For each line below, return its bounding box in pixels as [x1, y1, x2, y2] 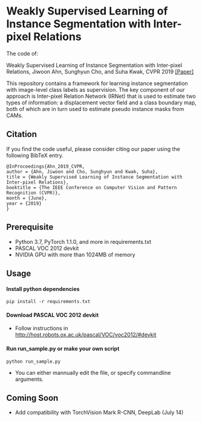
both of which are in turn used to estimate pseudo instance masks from [6, 105, 184, 112]
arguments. [15, 376, 44, 383]
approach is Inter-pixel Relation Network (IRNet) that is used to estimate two [6, 92, 196, 100]
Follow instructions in [15, 325, 68, 332]
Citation [6, 129, 37, 139]
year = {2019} [6, 200, 42, 206]
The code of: [6, 50, 39, 57]
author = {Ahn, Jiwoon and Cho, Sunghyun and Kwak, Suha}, [6, 168, 158, 174]
